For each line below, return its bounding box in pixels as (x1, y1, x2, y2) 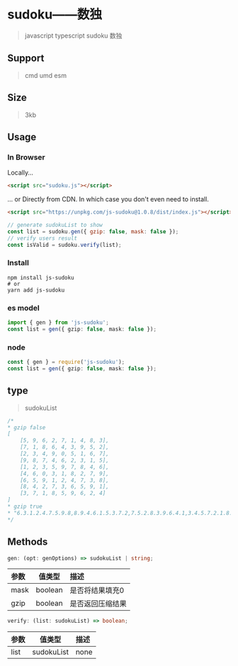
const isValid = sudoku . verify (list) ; (7, 241, 122, 248)
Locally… (7, 168, 34, 177)
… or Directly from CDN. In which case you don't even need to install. (7, 195, 209, 204)
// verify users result (7, 235, 78, 242)
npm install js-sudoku (7, 274, 74, 281)
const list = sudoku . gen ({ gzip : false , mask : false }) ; (7, 228, 179, 235)
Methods (7, 536, 48, 548)
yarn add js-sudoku (7, 287, 65, 294)
